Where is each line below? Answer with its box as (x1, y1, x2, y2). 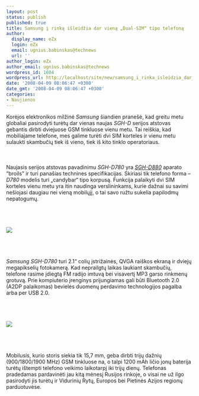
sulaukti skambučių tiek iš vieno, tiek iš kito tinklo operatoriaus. (6, 138, 160, 145)
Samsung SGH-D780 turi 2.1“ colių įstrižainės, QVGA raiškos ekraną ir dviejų (6, 257, 192, 264)
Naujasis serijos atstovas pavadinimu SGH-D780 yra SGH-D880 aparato (6, 164, 182, 171)
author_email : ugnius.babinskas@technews (6, 63, 110, 70)
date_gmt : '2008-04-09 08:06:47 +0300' (6, 86, 105, 92)
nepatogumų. (6, 195, 39, 202)
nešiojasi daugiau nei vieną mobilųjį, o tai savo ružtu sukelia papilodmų (6, 189, 179, 196)
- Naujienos (6, 97, 36, 103)
